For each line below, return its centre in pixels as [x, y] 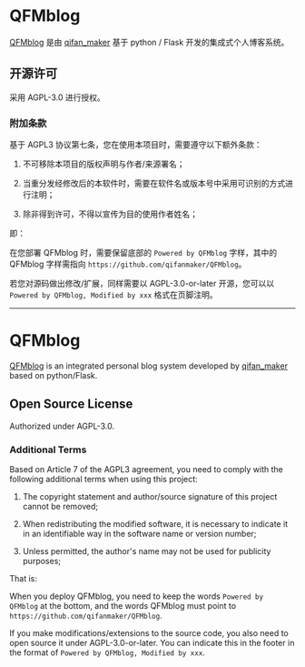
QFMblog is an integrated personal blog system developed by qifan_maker [149, 366]
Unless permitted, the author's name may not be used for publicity [147, 551]
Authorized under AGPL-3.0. [62, 426]
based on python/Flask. [54, 375]
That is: [24, 579]
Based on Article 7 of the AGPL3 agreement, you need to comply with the [146, 470]
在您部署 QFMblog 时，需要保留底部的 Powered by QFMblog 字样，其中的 [143, 253]
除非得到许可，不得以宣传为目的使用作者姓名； [110, 214]
